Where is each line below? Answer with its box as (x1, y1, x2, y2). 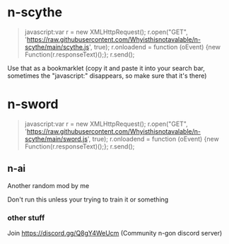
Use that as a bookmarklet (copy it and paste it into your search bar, (7, 64, 205, 72)
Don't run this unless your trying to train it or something (7, 195, 169, 204)
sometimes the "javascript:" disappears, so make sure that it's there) (7, 71, 207, 80)
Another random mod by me (7, 181, 90, 190)
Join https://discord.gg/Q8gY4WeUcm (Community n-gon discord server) (7, 228, 223, 237)
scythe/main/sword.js (24, 134, 88, 143)
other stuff (7, 213, 45, 223)
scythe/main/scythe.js (24, 42, 90, 51)
